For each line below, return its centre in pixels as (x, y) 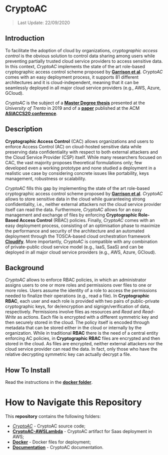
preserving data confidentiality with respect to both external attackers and (82, 152)
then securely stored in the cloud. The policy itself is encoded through (77, 322)
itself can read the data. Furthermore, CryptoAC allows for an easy (73, 209)
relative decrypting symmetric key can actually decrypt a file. (68, 354)
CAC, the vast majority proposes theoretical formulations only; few (74, 162)
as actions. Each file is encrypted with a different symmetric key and (88, 317)
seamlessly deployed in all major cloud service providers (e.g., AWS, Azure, (83, 88)
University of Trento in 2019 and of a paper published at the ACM (72, 108)
